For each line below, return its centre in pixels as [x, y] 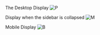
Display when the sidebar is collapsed [45, 17]
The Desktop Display [27, 8]
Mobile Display [21, 27]
